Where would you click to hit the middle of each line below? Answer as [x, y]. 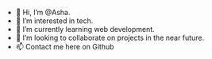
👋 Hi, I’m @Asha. [43, 12]
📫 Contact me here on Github [65, 47]
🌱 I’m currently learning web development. [85, 29]
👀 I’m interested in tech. [54, 21]
